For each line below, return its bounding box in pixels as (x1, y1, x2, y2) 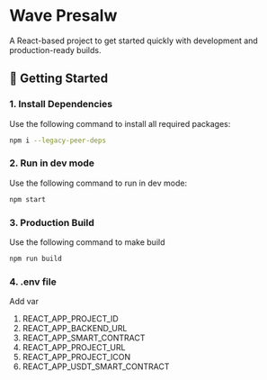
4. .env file (9, 276, 57, 288)
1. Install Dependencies (9, 98, 113, 111)
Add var (9, 296, 39, 307)
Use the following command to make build (9, 236, 165, 248)
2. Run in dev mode (9, 157, 95, 169)
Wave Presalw (9, 5, 118, 26)
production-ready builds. (9, 44, 102, 55)
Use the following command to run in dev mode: (9, 177, 187, 188)
